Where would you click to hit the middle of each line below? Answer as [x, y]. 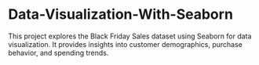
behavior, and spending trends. [58, 52]
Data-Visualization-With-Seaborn [121, 14]
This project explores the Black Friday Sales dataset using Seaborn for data [130, 36]
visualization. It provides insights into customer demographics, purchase [126, 44]
